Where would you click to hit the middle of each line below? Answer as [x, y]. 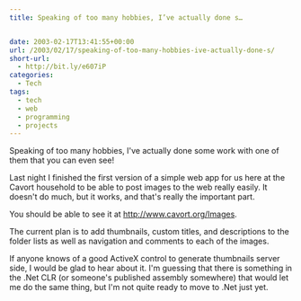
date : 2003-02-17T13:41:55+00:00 [72, 41]
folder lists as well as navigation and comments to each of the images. [139, 241]
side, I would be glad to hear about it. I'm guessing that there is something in [151, 268]
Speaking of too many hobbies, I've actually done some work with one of [145, 151]
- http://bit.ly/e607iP [62, 67]
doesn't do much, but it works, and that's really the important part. [132, 197]
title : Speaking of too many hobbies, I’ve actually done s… [126, 18]
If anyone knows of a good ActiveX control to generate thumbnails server [145, 259]
